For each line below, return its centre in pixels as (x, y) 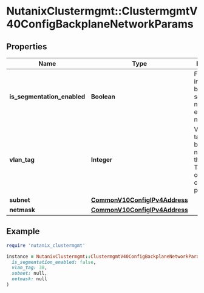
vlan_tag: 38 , (29, 268)
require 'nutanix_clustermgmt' (46, 245)
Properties (27, 47)
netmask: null (29, 279)
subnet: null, (29, 274)
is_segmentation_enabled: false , (54, 262)
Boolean (103, 97)
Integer (102, 160)
